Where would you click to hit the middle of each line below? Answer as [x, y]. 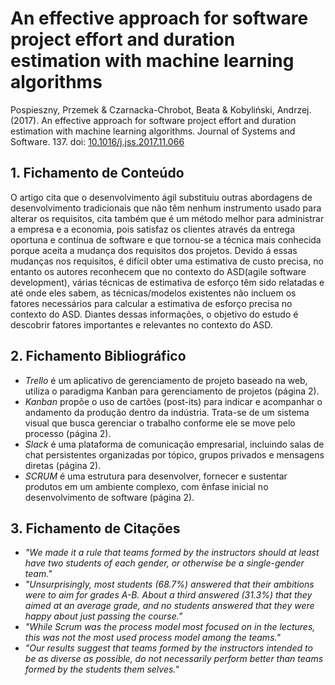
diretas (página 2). [63, 465]
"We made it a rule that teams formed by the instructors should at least [172, 553]
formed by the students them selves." [102, 669]
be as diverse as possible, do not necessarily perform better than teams [174, 659]
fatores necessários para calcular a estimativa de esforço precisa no [151, 303]
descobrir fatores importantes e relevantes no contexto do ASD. [141, 324]
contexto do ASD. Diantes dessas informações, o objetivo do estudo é [154, 314]
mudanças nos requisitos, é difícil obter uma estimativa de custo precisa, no [167, 261]
